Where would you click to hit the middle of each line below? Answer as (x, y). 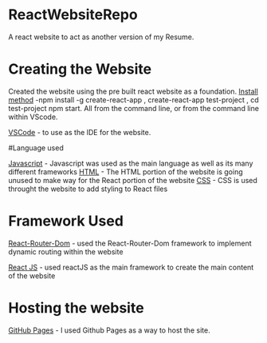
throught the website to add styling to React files (88, 189)
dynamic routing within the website (66, 251)
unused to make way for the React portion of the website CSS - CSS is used (133, 180)
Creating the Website (80, 69)
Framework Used (66, 221)
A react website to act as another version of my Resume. (101, 37)
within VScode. (33, 117)
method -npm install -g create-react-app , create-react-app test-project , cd (133, 100)
